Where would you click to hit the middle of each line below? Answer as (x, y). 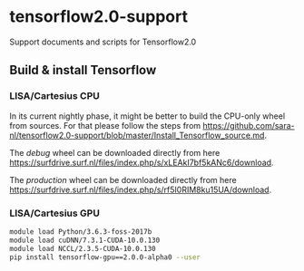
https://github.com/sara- (249, 125)
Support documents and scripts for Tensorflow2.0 (103, 42)
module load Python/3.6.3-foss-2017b (81, 232)
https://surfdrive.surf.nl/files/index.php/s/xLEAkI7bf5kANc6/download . (142, 162)
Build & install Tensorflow (83, 70)
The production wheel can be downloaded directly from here (123, 179)
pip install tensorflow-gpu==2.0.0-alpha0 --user (105, 257)
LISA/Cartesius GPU (54, 213)
